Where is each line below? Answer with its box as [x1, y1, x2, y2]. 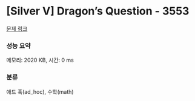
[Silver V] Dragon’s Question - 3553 [6, 4, 190, 18]
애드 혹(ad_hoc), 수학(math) [6, 88, 74, 95]
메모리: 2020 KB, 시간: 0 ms [6, 56, 74, 64]
